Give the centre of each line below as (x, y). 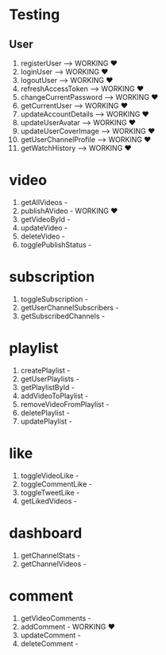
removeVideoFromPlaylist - (65, 404)
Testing (35, 15)
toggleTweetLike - (50, 492)
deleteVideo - (43, 236)
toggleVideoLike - (50, 475)
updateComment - (51, 635)
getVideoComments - (56, 618)
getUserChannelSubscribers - (69, 307)
